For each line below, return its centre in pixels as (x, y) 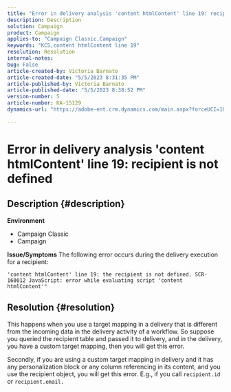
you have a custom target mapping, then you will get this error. (96, 346)
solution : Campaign (35, 26)
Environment (26, 220)
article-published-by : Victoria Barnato (66, 84)
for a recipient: (28, 261)
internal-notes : (30, 58)
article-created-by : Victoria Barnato (63, 71)
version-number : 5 (33, 97)
